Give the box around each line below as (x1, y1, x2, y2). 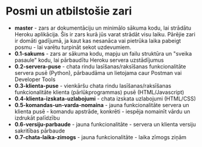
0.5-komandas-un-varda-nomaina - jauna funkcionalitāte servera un (14, 101, 189, 108)
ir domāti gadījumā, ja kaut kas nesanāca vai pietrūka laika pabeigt (14, 37, 181, 44)
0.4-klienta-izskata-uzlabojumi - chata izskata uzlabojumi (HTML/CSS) (14, 95, 197, 102)
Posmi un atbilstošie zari (5, 4, 132, 18)
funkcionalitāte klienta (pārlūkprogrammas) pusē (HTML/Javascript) (14, 88, 184, 96)
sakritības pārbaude (14, 127, 65, 134)
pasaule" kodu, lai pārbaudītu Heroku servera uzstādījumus (14, 56, 164, 64)
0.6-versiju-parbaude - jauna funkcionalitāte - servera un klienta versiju (14, 120, 197, 128)
